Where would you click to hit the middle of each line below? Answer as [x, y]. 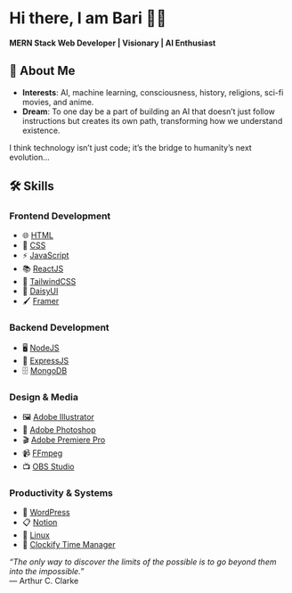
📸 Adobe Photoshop [59, 430]
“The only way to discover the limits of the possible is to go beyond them [143, 562]
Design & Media [44, 397]
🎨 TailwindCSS [49, 282]
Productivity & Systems [61, 492]
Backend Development [59, 327]
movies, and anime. [58, 102]
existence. [41, 130]
